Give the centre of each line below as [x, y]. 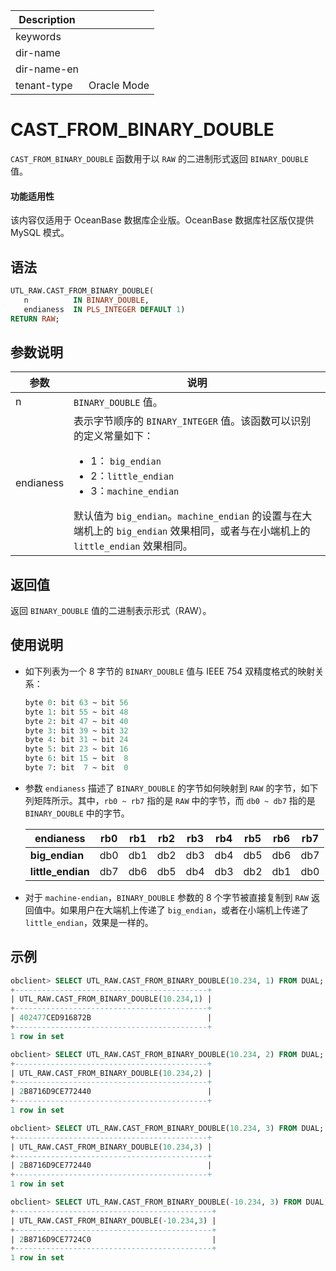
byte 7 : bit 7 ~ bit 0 [76, 768]
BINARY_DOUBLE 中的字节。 [77, 813]
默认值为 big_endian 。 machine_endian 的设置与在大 [193, 516]
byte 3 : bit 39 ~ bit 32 [76, 730]
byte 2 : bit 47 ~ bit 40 [76, 721]
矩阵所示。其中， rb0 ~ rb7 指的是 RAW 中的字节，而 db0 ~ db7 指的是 [174, 800]
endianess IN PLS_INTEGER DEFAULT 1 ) [104, 309]
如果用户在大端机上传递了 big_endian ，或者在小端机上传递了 [184, 910]
